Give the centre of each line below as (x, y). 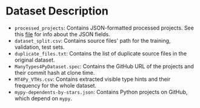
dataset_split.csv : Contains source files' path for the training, (92, 40)
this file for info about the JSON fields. (62, 34)
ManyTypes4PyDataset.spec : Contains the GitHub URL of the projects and (104, 66)
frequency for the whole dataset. (55, 85)
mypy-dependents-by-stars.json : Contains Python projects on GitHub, (101, 92)
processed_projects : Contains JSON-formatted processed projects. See (104, 28)
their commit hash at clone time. (55, 72)
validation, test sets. (39, 47)
